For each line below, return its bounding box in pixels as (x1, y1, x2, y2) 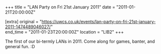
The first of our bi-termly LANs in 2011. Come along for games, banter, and (5, 38, 155, 44)
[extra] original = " (5, 19, 42, 24)
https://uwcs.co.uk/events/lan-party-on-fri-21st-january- (41, 19, 156, 24)
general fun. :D (5, 44, 35, 49)
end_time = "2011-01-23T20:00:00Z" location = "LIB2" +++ (5, 29, 124, 35)
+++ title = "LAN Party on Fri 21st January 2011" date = (5, 4, 116, 10)
